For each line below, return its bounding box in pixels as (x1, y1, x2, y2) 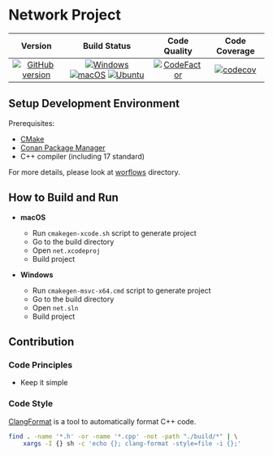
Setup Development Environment (8, 97, 180, 111)
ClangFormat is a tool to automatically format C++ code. (8, 416, 197, 426)
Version (20, 40, 52, 51)
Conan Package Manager (19, 142, 106, 152)
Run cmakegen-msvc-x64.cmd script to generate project (32, 285, 211, 295)
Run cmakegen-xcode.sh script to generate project (32, 228, 197, 237)
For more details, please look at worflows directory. (8, 167, 180, 176)
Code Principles (8, 359, 73, 371)
